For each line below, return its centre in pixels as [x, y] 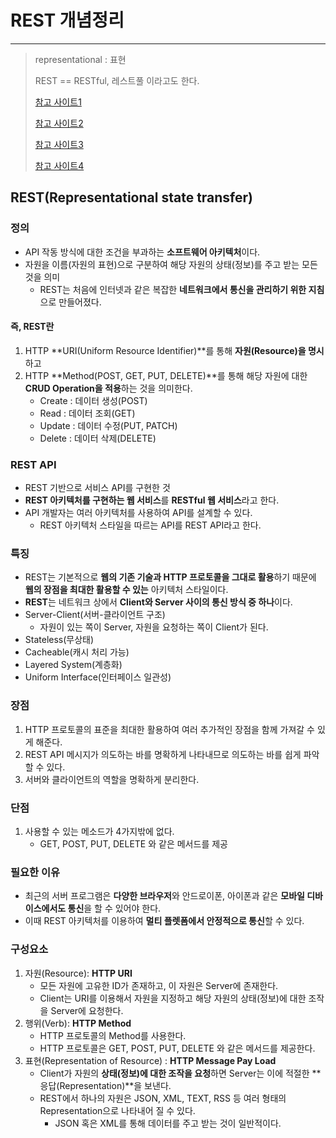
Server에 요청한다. [87, 1010]
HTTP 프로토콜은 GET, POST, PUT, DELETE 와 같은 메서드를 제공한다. [177, 1048]
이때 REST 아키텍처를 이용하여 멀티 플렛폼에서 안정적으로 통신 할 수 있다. [164, 921]
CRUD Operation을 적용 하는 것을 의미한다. [108, 388]
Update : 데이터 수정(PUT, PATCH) [108, 425]
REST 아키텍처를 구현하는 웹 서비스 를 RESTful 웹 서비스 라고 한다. [152, 500]
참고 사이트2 [59, 123]
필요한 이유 [35, 872]
